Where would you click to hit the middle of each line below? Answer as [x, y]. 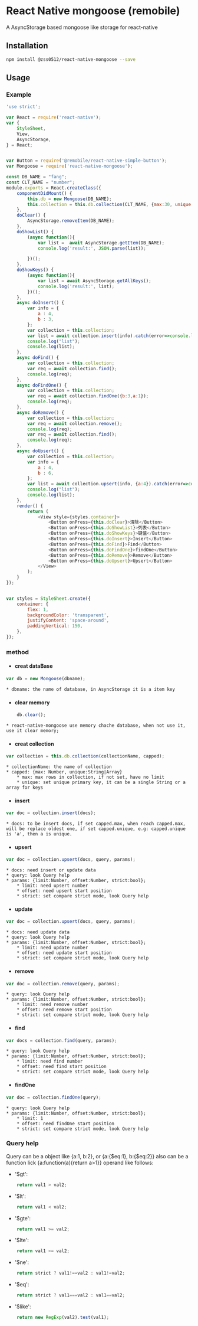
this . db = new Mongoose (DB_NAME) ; [70, 199]
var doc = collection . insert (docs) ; [51, 813]
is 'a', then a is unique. [39, 834]
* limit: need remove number [52, 1005]
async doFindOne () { [42, 385]
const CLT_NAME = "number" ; [41, 182]
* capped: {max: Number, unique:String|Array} [64, 772]
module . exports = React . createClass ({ [54, 188]
